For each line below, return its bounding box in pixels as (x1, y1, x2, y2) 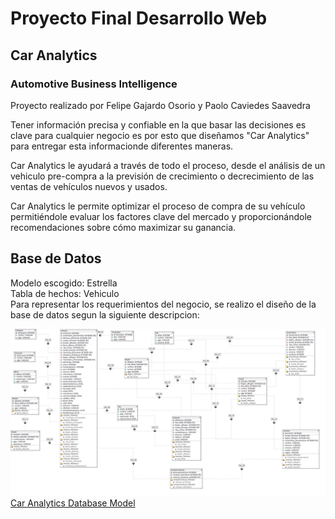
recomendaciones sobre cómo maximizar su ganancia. (10, 221, 237, 233)
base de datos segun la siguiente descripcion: (10, 308, 200, 321)
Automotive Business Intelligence (10, 77, 178, 91)
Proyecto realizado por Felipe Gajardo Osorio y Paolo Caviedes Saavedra (10, 99, 311, 111)
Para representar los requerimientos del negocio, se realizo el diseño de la (10, 298, 317, 310)
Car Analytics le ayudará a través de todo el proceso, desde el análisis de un (10, 159, 326, 171)
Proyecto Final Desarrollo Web (10, 7, 268, 30)
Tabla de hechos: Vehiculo (10, 287, 120, 299)
